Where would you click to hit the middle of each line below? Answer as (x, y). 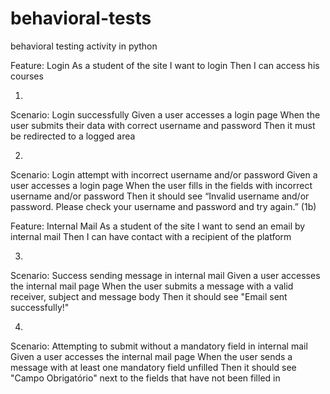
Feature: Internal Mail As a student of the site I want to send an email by (158, 226)
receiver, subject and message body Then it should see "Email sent (149, 296)
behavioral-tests (81, 18)
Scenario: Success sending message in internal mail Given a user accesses (165, 275)
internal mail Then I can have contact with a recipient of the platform (151, 236)
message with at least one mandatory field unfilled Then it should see (153, 367)
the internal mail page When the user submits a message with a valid (152, 286)
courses (27, 76)
